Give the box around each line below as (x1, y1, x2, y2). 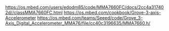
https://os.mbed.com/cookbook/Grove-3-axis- (64, 9, 161, 15)
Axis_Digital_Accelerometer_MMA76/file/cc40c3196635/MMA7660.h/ (5, 20, 151, 26)
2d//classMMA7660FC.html (5, 9, 63, 15)
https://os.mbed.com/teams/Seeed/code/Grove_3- (37, 15, 143, 20)
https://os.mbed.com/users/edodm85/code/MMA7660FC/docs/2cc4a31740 (5, 4, 164, 10)
